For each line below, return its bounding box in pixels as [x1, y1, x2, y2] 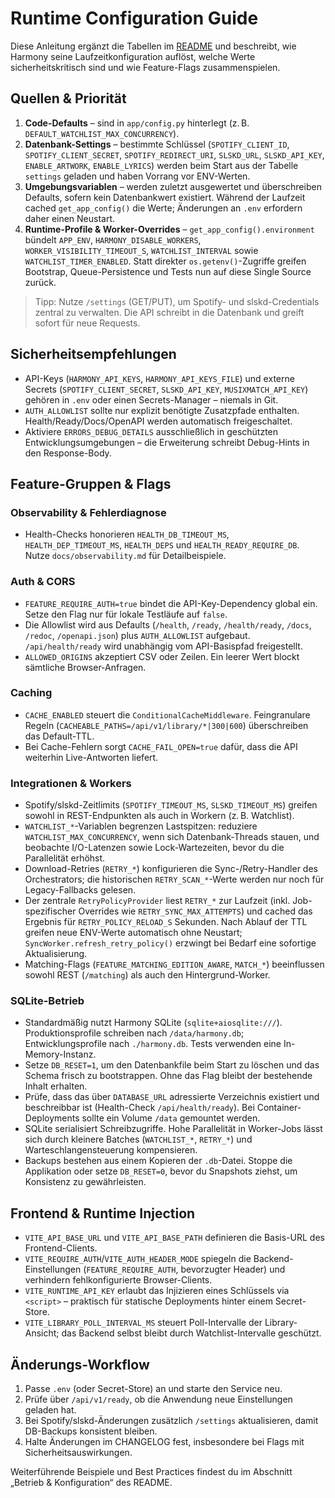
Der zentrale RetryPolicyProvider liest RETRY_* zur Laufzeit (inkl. [24, 895, 291, 907]
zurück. [24, 276, 57, 288]
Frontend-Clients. [24, 1242, 98, 1254]
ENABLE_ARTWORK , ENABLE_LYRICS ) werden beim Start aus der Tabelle [24, 159, 299, 171]
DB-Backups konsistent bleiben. [24, 1425, 158, 1437]
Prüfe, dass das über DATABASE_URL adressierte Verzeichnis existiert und [24, 1091, 320, 1103]
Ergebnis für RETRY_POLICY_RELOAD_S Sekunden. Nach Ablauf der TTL [24, 916, 308, 928]
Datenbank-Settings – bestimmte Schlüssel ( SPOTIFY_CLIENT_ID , [24, 138, 290, 150]
